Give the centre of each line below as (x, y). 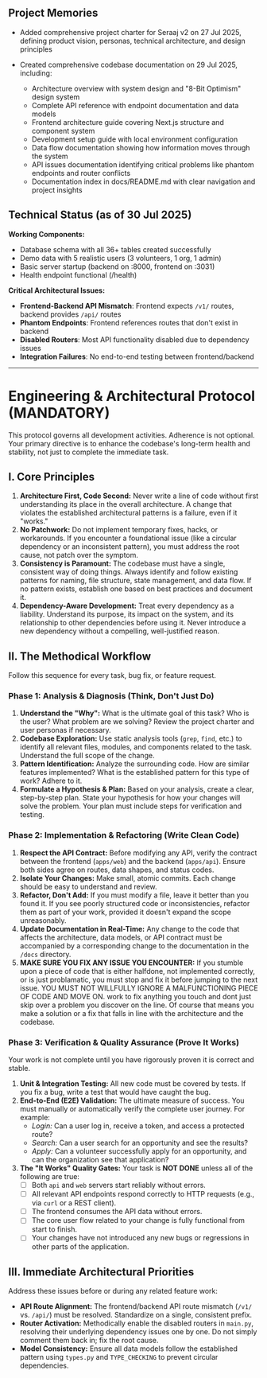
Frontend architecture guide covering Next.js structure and (128, 122)
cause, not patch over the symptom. (79, 555)
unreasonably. (43, 920)
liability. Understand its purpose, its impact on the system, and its (127, 614)
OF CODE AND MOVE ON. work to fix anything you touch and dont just (135, 996)
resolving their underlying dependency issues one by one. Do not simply (138, 1332)
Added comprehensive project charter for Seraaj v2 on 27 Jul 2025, (131, 32)
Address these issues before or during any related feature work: (113, 1291)
